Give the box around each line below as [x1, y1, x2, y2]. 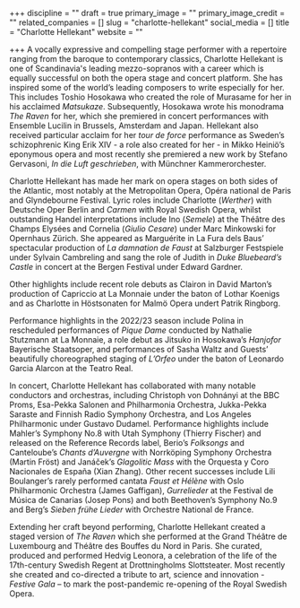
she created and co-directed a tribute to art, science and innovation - [9, 569, 265, 579]
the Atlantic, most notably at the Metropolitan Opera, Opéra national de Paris [9, 186, 292, 195]
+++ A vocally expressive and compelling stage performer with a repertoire [9, 44, 287, 55]
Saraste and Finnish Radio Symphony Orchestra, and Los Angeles [9, 409, 253, 420]
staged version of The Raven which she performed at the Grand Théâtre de [9, 531, 288, 542]
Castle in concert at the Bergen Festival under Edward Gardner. [9, 262, 244, 272]
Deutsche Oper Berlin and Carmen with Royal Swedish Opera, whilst [9, 204, 261, 214]
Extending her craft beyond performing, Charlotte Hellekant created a [9, 522, 266, 532]
